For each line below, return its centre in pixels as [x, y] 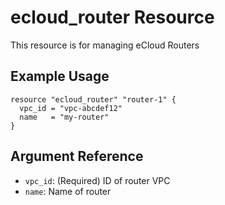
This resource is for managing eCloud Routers [105, 45]
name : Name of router [68, 191]
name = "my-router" [64, 117]
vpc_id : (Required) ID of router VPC [97, 180]
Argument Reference [77, 156]
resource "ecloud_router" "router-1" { [93, 99]
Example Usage [60, 76]
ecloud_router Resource [112, 17]
